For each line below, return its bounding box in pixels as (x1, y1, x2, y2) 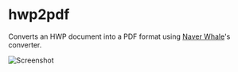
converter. (8, 40, 42, 49)
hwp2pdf (8, 6, 70, 24)
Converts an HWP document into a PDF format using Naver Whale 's (8, 32, 231, 41)
